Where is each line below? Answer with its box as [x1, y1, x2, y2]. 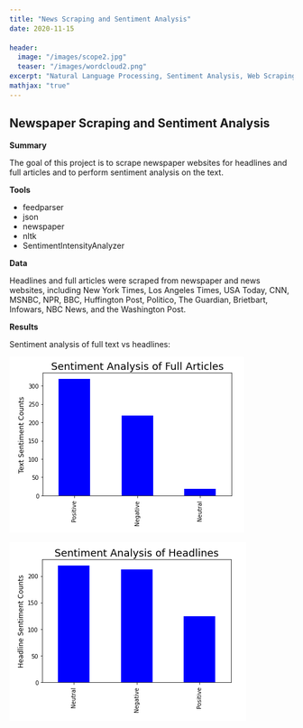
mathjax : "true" [9, 81, 70, 90]
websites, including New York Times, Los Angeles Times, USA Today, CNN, [9, 284, 290, 295]
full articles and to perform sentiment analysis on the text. [9, 167, 224, 178]
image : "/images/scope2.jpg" [17, 52, 127, 62]
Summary [9, 140, 47, 151]
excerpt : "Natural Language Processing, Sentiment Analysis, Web [9, 72, 260, 81]
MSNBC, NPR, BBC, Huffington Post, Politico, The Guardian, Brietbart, [9, 294, 269, 305]
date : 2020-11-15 [9, 23, 75, 33]
